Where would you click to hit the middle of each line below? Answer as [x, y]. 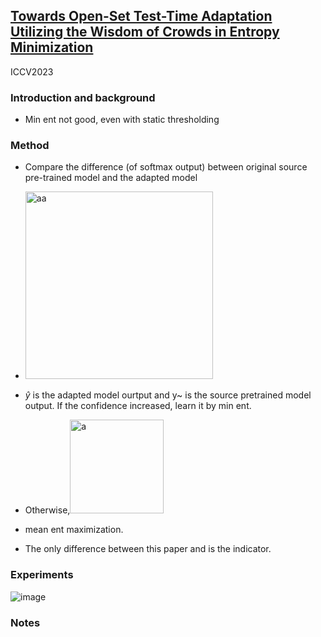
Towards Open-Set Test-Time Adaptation [141, 16]
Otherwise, [47, 510]
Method [30, 146]
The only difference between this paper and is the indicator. [148, 549]
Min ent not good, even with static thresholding [122, 120]
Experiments [42, 575]
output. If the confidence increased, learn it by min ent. [138, 406]
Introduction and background [83, 97]
